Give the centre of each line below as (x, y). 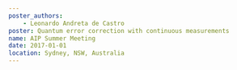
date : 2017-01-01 (38, 46)
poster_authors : (36, 16)
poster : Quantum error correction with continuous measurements (119, 31)
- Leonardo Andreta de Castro (74, 23)
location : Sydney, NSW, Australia (67, 53)
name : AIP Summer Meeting (52, 38)
